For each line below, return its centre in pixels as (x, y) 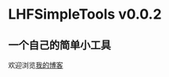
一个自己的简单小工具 (59, 45)
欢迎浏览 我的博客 (36, 65)
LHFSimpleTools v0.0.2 (85, 14)
